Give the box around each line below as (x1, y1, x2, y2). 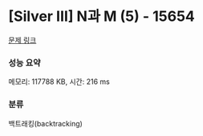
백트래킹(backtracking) (8, 118, 83, 128)
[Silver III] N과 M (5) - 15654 (8, 7, 195, 26)
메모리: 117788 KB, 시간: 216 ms (8, 77, 110, 86)
